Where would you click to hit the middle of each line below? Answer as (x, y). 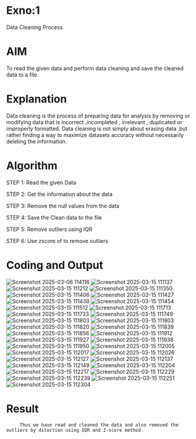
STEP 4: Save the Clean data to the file (54, 217)
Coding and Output (55, 265)
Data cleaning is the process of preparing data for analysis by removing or (98, 116)
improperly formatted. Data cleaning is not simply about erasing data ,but (97, 128)
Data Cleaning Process (35, 27)
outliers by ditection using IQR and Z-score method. (75, 430)
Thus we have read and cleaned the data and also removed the (99, 425)
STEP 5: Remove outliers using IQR (49, 229)
